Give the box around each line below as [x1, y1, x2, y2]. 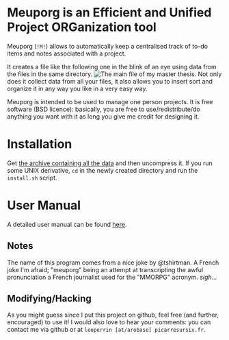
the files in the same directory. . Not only [7, 70, 222, 78]
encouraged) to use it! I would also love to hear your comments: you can [7, 318, 211, 326]
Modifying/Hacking [7, 293, 92, 304]
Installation [7, 136, 72, 152]
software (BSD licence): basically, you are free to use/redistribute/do [7, 105, 200, 113]
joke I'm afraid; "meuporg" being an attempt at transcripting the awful [7, 265, 204, 274]
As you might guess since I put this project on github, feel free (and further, [7, 311, 219, 319]
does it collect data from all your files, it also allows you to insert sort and [7, 77, 213, 85]
